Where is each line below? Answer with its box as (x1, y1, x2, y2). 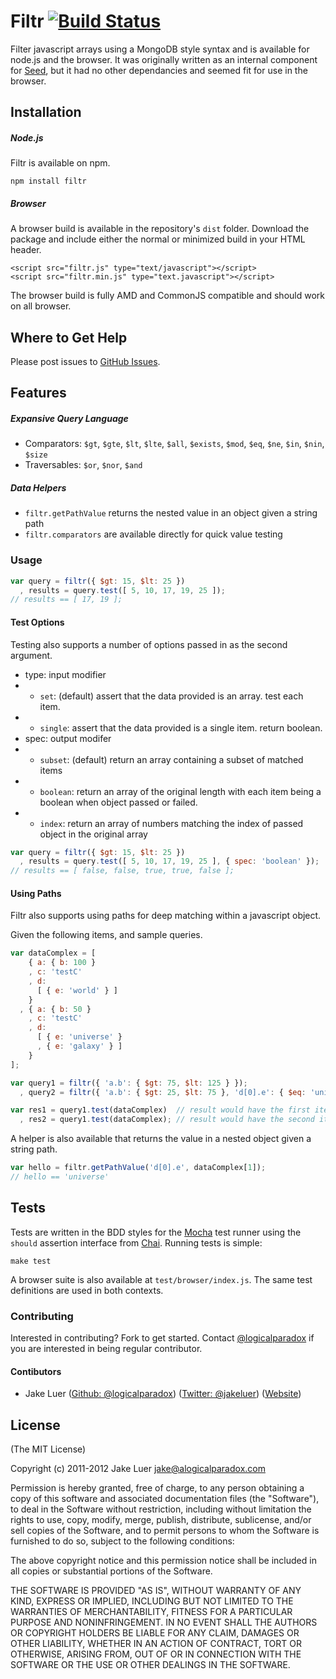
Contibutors (10, 1365, 62, 1377)
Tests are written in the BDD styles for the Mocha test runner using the (10, 1226, 302, 1238)
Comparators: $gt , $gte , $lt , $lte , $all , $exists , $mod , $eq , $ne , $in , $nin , (24, 438, 325, 450)
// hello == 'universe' (10, 1172, 110, 1182)
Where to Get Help (10, 329, 128, 346)
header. (10, 244, 42, 256)
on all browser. (10, 300, 72, 312)
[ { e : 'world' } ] (36, 985, 118, 995)
